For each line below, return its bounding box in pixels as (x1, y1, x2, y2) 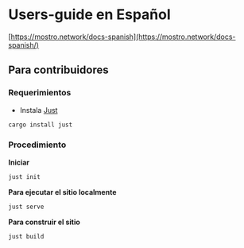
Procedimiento (8, 139, 67, 150)
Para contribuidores (8, 64, 109, 77)
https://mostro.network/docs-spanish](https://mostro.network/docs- (10, 32, 236, 41)
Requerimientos (8, 87, 72, 99)
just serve (8, 203, 45, 211)
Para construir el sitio (8, 217, 81, 227)
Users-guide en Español (8, 6, 171, 24)
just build (8, 232, 45, 240)
